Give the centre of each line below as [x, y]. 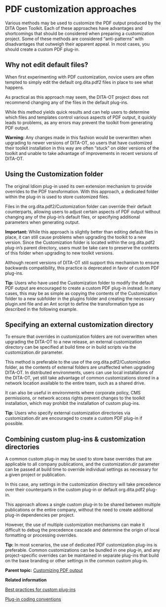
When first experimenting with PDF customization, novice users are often [80, 77]
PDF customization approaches [71, 9]
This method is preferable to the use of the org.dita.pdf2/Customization [78, 362]
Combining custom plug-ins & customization [75, 439]
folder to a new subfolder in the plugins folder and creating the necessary [80, 299]
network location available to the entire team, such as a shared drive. [75, 383]
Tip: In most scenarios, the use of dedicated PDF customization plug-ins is [81, 545]
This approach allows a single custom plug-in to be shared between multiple [83, 505]
